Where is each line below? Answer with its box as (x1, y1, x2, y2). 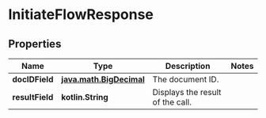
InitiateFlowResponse (8, 6, 154, 24)
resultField (12, 92, 54, 102)
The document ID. (152, 74, 219, 85)
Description (165, 61, 211, 71)
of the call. (152, 97, 192, 108)
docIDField (12, 74, 54, 85)
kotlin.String (61, 92, 108, 102)
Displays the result (152, 87, 222, 97)
